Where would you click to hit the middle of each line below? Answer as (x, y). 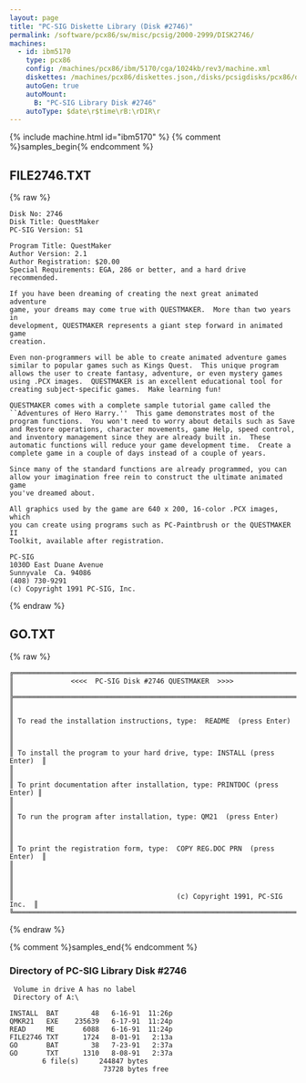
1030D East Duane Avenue (56, 565)
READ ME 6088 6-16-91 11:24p (91, 1030)
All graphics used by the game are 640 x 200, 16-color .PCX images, (144, 510)
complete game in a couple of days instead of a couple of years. (138, 454)
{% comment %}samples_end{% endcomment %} (103, 947)
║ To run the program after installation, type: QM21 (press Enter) (144, 817)
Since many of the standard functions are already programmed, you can (148, 469)
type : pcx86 (48, 60)
